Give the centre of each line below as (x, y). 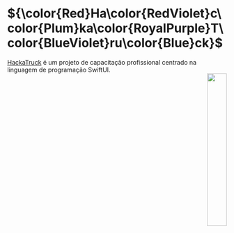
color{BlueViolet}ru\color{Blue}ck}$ (115, 43)
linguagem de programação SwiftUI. (59, 70)
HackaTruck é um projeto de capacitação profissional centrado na (102, 62)
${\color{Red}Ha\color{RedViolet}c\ (114, 14)
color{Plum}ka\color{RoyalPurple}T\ (116, 28)
